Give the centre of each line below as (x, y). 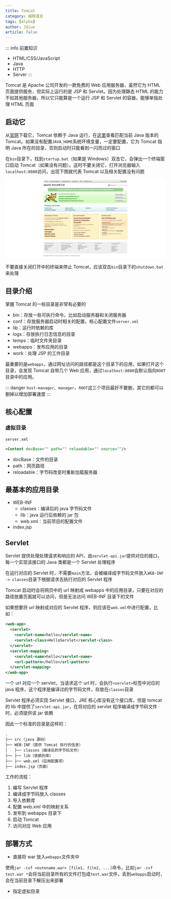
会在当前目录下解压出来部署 (34, 881)
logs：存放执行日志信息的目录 (44, 334)
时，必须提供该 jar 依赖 (29, 713)
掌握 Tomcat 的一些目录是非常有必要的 (46, 304)
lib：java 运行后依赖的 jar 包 (49, 515)
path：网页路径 (28, 466)
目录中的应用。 (21, 377)
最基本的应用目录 (32, 490)
